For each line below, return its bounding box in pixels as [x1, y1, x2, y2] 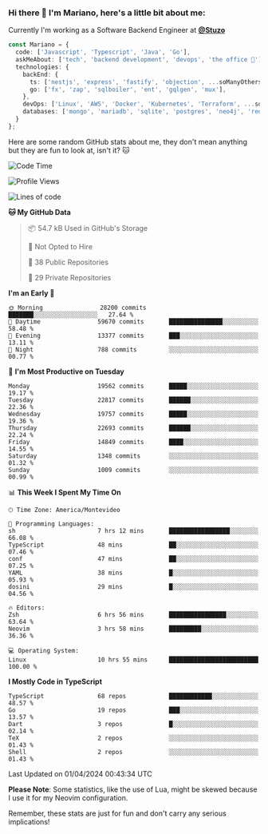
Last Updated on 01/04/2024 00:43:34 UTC [8, 768, 153, 778]
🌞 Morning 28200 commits [8, 304, 147, 312]
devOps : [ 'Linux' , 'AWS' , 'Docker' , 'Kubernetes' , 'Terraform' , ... [22, 100, 255, 109]
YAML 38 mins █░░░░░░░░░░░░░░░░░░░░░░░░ [8, 569, 259, 577]
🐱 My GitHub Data [8, 207, 72, 216]
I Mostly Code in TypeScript [8, 677, 102, 686]
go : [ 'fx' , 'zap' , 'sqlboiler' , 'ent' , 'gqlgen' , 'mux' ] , [29, 85, 227, 93]
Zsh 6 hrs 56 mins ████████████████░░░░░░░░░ [8, 610, 259, 618]
